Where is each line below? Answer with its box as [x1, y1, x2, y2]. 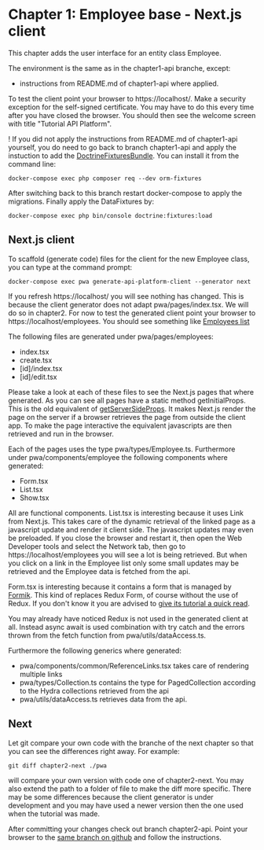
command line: [8, 159, 57, 168]
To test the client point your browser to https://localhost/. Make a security [8, 94, 246, 103]
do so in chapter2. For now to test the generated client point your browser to [8, 308, 256, 318]
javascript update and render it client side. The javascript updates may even [8, 524, 254, 534]
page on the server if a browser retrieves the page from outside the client [8, 412, 246, 421]
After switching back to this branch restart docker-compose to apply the [8, 188, 242, 197]
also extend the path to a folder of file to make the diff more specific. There [8, 784, 251, 793]
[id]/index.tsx [19, 363, 63, 373]
